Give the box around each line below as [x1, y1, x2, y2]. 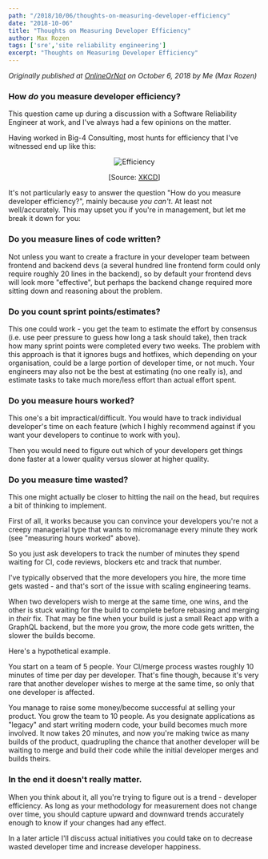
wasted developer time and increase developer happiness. [8, 841, 202, 851]
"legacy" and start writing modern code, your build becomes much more [8, 720, 248, 729]
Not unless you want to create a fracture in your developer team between [8, 251, 250, 261]
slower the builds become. [8, 631, 96, 640]
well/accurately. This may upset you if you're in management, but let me [8, 205, 246, 215]
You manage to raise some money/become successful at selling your [8, 703, 236, 712]
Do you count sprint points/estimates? [8, 306, 161, 317]
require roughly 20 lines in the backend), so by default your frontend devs [8, 269, 252, 279]
